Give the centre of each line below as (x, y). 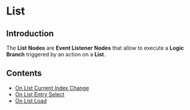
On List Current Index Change (52, 88)
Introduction (30, 34)
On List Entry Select (40, 94)
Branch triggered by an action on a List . (56, 54)
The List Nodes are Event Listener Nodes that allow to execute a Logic (95, 48)
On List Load (31, 100)
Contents (24, 73)
